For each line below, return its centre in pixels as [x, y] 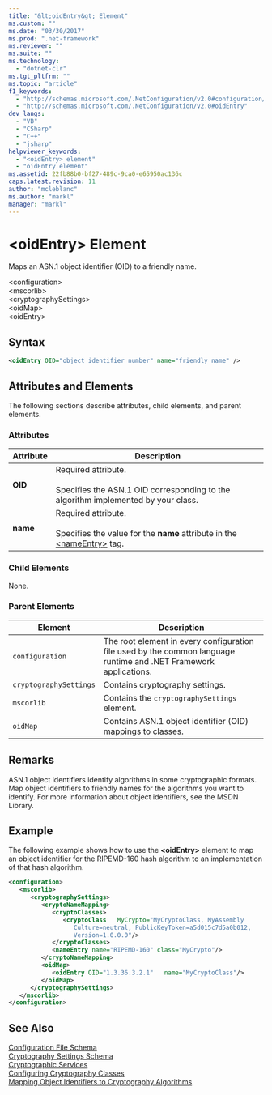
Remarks [32, 760]
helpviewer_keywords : [45, 151]
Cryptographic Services [48, 1065]
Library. [21, 805]
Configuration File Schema [53, 1048]
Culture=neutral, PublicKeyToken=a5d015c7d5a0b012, [162, 927]
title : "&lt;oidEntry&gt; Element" [68, 16]
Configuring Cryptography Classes [66, 1073]
